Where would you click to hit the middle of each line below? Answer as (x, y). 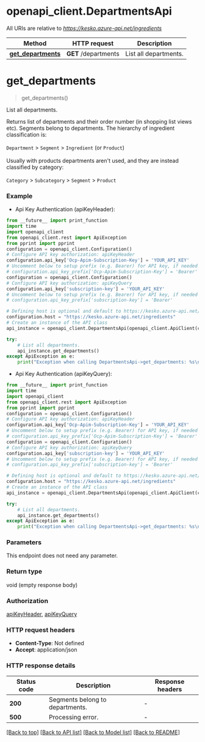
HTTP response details (41, 665)
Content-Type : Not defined (49, 643)
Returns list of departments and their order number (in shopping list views (99, 121)
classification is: (27, 134)
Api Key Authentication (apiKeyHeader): (65, 209)
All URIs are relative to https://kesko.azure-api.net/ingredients (84, 28)
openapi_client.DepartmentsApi (89, 11)
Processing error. (74, 717)
